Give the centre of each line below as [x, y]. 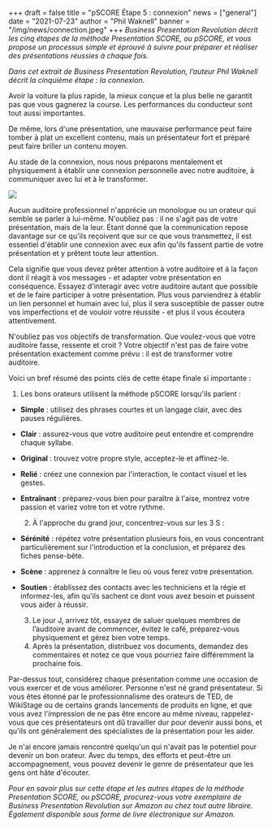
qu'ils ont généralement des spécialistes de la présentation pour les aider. [132, 731]
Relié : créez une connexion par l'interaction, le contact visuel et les [134, 474]
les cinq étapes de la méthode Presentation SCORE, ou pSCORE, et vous [130, 38]
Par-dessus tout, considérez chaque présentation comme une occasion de [133, 679]
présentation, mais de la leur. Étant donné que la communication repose [129, 227]
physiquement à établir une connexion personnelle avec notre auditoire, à [132, 170]
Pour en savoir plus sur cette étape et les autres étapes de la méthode [126, 788]
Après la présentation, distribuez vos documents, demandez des [140, 646]
